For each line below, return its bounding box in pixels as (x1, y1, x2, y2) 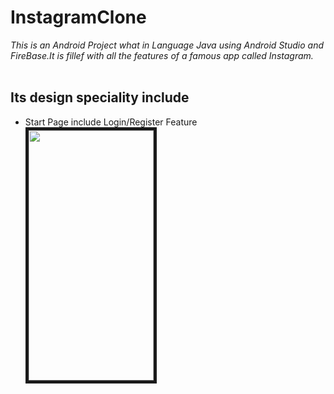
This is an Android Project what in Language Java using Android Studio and (10, 39, 324, 51)
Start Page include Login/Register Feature (24, 116, 198, 128)
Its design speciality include (10, 89, 190, 106)
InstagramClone (10, 6, 147, 29)
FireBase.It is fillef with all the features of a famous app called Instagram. (10, 49, 314, 61)
